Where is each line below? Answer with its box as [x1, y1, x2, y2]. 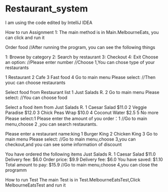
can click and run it [5, 34, 45, 40]
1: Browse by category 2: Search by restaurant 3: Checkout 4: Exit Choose [5, 53, 158, 60]
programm [5, 167, 27, 173]
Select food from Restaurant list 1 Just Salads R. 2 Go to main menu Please [5, 89, 159, 95]
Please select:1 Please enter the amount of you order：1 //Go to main [5, 115, 147, 121]
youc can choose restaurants [5, 79, 66, 85]
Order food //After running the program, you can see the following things [5, 44, 155, 50]
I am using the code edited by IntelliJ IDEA [5, 19, 93, 25]
